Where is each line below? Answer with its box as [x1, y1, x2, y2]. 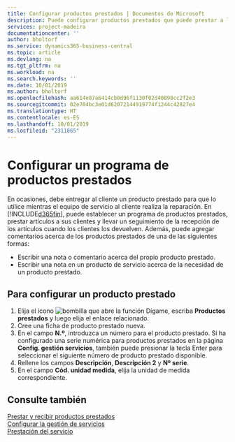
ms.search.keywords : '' [7, 75, 77, 82]
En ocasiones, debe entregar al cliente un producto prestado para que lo [7, 195, 217, 203]
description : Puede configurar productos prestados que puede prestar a [7, 17, 224, 24]
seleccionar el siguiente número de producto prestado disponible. [17, 351, 208, 360]
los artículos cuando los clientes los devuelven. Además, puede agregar [7, 225, 215, 233]
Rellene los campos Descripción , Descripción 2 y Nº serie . [17, 359, 190, 367]
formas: [7, 240, 30, 248]
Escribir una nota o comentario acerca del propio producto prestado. [17, 253, 215, 262]
